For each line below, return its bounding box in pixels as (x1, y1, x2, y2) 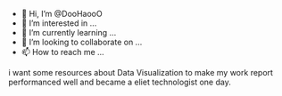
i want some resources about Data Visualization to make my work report (8, 68, 274, 77)
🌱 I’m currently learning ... (21, 28, 117, 37)
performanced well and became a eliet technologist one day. (8, 76, 231, 87)
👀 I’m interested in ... (21, 18, 97, 28)
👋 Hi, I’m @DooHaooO (21, 9, 104, 19)
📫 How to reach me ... (21, 47, 104, 57)
